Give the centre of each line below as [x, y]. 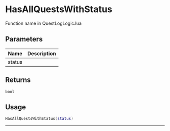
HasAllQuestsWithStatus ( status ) [39, 119]
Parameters [24, 39]
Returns [18, 80]
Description [42, 53]
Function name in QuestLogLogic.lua [44, 23]
